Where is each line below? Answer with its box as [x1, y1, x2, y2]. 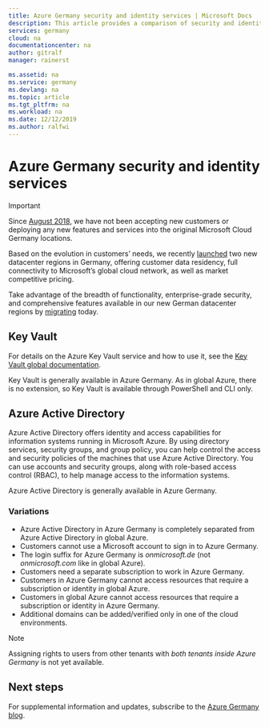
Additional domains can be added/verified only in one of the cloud [19, 609, 239, 618]
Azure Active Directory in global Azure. [19, 533, 149, 542]
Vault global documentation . [8, 359, 102, 369]
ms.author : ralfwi [8, 123, 70, 131]
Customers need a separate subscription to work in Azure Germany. [19, 566, 245, 576]
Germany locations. [8, 233, 73, 242]
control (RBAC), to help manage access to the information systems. [8, 470, 231, 480]
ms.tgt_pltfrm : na [8, 101, 70, 109]
